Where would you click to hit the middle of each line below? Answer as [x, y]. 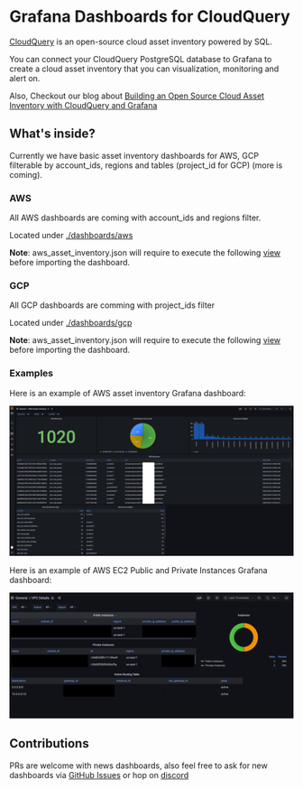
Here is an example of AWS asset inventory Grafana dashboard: [128, 393]
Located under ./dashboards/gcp [71, 323]
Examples [32, 374]
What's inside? [53, 134]
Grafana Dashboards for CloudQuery [150, 17]
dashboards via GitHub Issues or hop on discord [99, 775]
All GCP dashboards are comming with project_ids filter [112, 305]
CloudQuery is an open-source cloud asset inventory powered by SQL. [141, 42]
